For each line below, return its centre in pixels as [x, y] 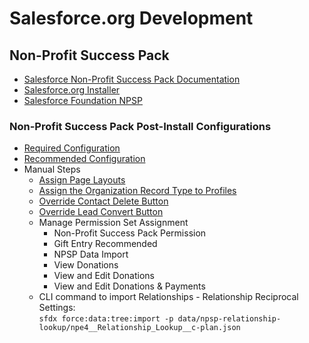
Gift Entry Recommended [105, 244]
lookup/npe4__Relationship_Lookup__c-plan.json [139, 328]
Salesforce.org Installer [72, 90]
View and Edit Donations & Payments [129, 286]
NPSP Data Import [91, 254]
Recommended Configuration [84, 159]
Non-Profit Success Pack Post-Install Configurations [140, 126]
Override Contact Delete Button [103, 201]
